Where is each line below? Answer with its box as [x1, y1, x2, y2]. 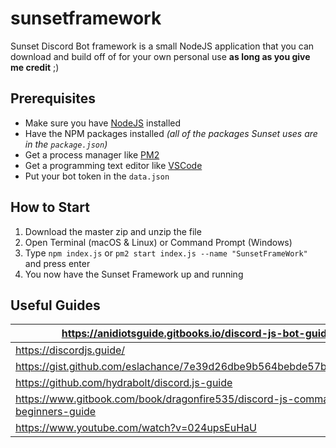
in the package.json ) [24, 138, 108, 150]
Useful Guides [10, 297, 101, 314]
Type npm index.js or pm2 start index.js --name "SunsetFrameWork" [24, 247, 308, 259]
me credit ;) [10, 61, 60, 73]
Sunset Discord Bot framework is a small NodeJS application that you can [10, 40, 315, 52]
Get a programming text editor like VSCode [24, 159, 203, 171]
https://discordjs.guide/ [15, 343, 126, 357]
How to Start [10, 199, 90, 216]
